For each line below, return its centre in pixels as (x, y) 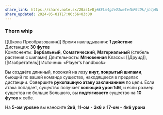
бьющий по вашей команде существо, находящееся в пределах (72, 77)
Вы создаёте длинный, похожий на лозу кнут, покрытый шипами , (74, 72)
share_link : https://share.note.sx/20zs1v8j (51, 10)
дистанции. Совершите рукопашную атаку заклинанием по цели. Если (80, 82)
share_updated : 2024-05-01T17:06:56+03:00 (49, 14)
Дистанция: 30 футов (27, 47)
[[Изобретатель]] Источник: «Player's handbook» (55, 62)
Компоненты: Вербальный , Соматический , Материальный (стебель (77, 52)
